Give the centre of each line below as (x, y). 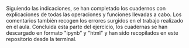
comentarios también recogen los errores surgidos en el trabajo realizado (94, 21)
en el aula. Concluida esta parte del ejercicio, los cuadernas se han (87, 27)
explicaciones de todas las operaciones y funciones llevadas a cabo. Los (94, 14)
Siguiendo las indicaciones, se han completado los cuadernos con (86, 8)
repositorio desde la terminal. (42, 39)
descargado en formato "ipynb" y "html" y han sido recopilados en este (92, 33)
